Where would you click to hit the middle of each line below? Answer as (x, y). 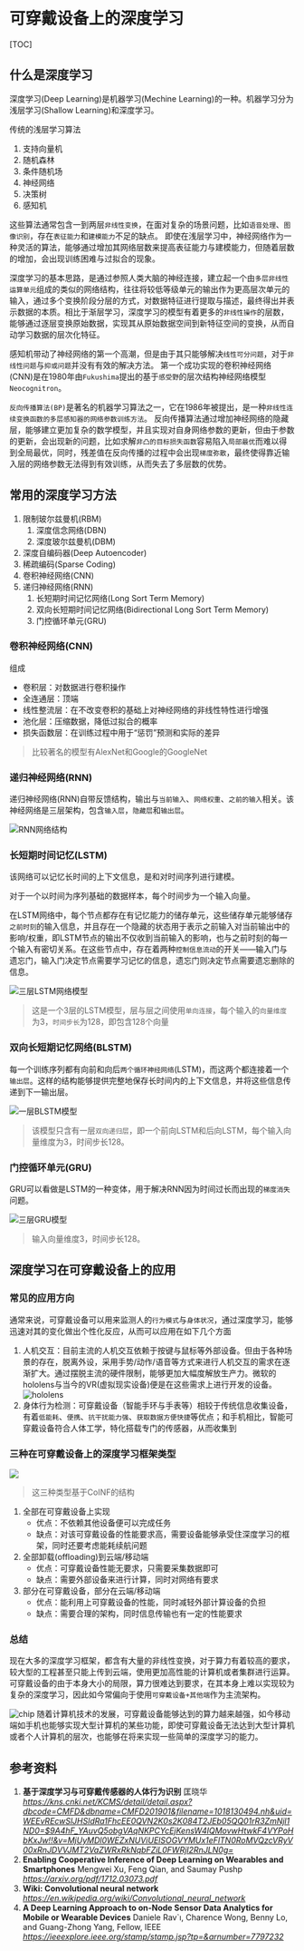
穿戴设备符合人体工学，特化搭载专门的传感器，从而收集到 (129, 1428)
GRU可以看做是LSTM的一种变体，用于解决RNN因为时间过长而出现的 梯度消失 (150, 1189)
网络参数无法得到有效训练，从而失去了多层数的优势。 (132, 463)
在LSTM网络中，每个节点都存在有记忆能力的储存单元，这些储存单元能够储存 (151, 915)
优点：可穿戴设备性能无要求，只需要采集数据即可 (127, 1568)
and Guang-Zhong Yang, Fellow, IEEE (91, 1927)
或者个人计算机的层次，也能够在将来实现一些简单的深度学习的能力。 (136, 1737)
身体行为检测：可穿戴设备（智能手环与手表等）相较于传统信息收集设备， (157, 1405)
